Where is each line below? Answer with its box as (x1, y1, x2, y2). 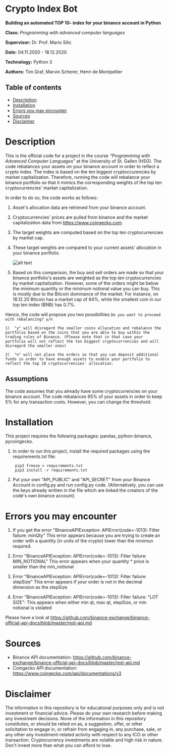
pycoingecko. (5, 438, 34, 444)
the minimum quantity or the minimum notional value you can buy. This (12, 285, 160, 291)
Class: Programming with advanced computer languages (5, 29, 125, 35)
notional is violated (12, 605, 52, 611)
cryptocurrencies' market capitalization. (5, 185, 88, 191)
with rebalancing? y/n (5, 317, 53, 322)
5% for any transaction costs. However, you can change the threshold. (5, 398, 152, 405)
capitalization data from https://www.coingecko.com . (12, 219, 124, 225)
